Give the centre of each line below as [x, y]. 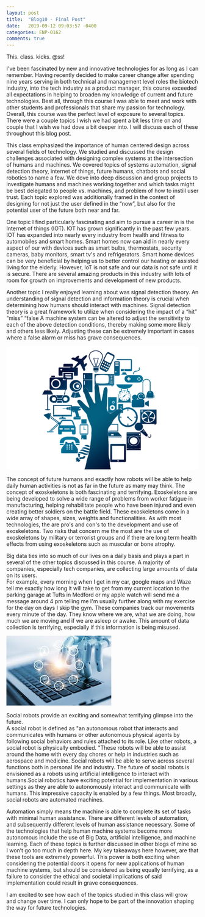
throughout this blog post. [39, 134]
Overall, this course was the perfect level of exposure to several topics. [96, 114]
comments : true [26, 39]
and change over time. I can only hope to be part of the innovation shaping [100, 901]
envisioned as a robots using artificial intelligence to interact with [88, 774]
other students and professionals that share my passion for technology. [96, 107]
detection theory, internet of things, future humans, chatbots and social [96, 172]
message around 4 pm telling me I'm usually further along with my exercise [101, 601]
